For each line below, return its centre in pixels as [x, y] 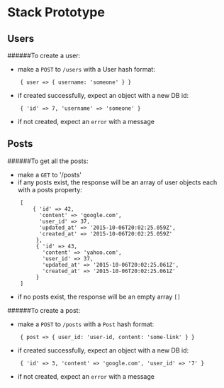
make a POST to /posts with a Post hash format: [86, 324]
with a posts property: [50, 189]
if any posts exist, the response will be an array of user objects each [117, 182]
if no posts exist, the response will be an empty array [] [99, 296]
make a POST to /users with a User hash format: [86, 69]
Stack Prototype [56, 12]
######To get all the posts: [48, 161]
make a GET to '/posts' [50, 174]
